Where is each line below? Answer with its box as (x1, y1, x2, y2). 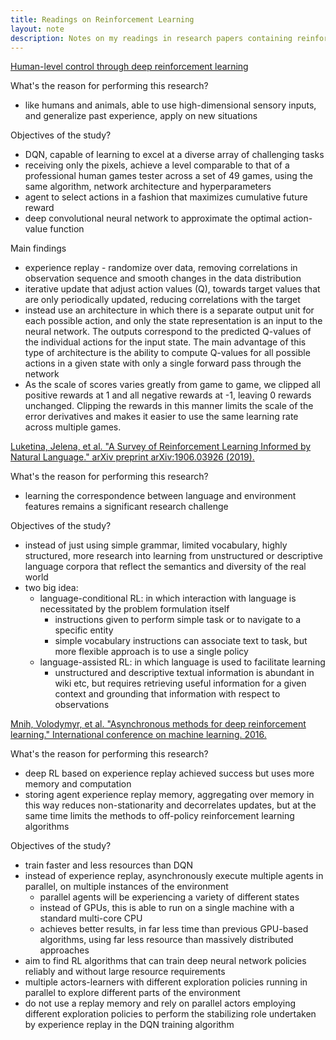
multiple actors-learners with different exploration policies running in (24, 976, 308, 988)
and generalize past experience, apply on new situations (24, 110, 258, 122)
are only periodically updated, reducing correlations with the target (24, 294, 301, 306)
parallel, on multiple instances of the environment (24, 881, 229, 893)
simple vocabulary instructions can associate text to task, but (54, 635, 308, 647)
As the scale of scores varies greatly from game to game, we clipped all (24, 379, 321, 391)
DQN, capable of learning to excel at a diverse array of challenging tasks (24, 149, 325, 161)
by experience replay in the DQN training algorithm (24, 1019, 235, 1031)
